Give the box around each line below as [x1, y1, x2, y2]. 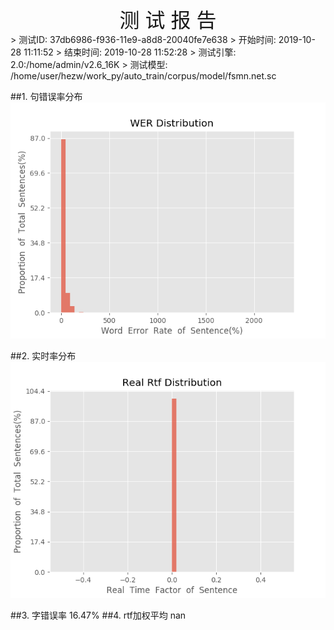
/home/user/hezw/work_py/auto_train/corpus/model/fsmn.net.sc [10, 70, 277, 82]
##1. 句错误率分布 [10, 91, 83, 102]
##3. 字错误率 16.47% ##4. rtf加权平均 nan [10, 609, 187, 621]
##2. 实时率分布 [10, 350, 77, 362]
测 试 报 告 [119, 8, 217, 33]
